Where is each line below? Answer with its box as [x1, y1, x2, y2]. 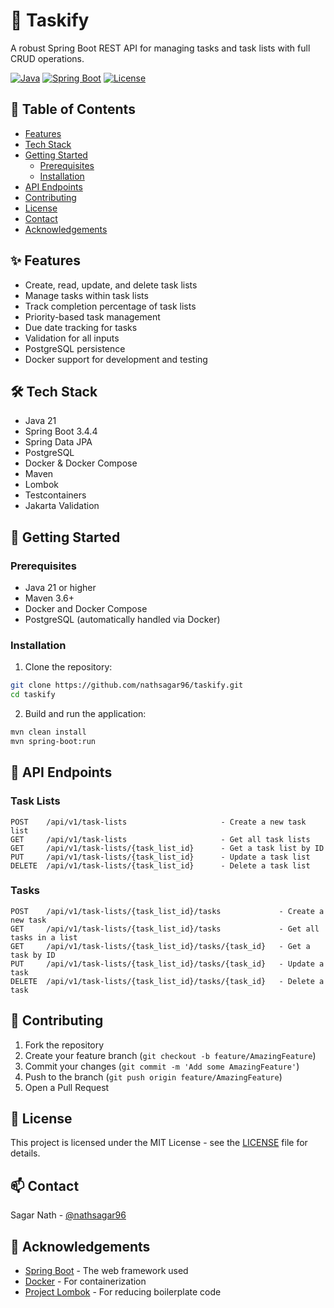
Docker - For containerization [24, 1275, 147, 1288]
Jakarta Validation [24, 500, 100, 512]
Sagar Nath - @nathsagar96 [10, 1209, 127, 1221]
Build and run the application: [24, 708, 147, 720]
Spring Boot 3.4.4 [24, 425, 98, 438]
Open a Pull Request [24, 1081, 110, 1093]
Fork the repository [24, 1039, 105, 1051]
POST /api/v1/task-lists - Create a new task [10, 817, 307, 827]
